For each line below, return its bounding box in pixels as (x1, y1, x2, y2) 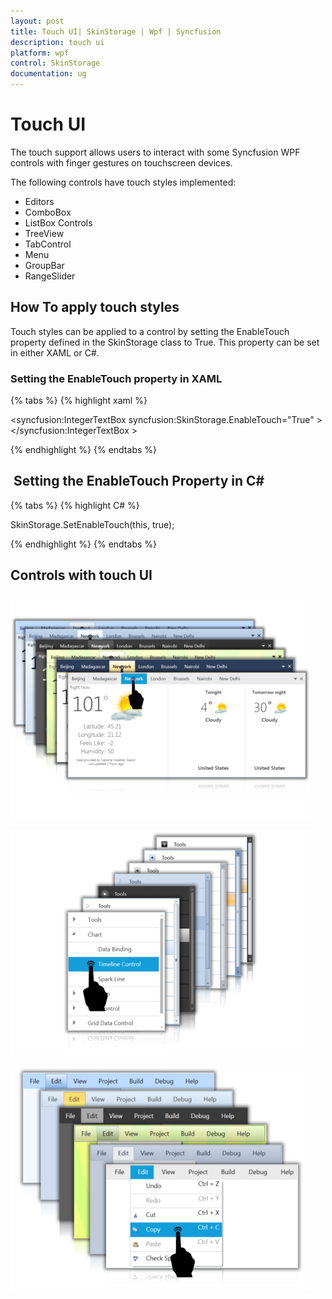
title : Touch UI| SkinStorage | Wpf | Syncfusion (10, 26, 222, 37)
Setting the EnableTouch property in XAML (10, 371, 223, 385)
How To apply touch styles (10, 299, 180, 316)
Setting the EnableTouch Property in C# (13, 473, 265, 490)
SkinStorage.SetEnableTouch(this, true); (10, 518, 175, 530)
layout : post (10, 16, 65, 26)
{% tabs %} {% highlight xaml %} (10, 395, 148, 407)
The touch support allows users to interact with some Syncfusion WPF (10, 146, 301, 158)
